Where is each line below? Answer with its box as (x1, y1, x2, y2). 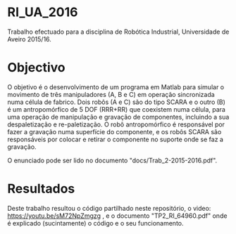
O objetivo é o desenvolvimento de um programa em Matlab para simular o (7, 82, 224, 91)
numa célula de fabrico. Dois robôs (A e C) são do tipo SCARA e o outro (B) (7, 98, 225, 106)
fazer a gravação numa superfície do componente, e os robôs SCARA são (7, 127, 222, 136)
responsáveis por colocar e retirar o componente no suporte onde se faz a (7, 135, 224, 143)
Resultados (7, 181, 75, 197)
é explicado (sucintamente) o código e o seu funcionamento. (7, 219, 184, 227)
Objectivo (7, 60, 66, 76)
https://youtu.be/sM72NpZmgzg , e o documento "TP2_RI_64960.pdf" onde (7, 212, 228, 220)
